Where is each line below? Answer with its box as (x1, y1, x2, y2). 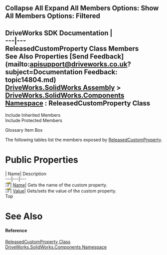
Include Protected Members (5, 117, 62, 124)
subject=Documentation (5, 67, 83, 76)
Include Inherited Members (5, 112, 61, 118)
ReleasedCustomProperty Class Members (5, 44, 139, 53)
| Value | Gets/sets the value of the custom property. (10, 188, 117, 194)
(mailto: (5, 60, 30, 68)
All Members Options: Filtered (5, 12, 101, 20)
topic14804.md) (5, 75, 56, 84)
